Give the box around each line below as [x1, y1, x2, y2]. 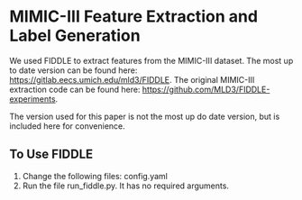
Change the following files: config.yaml [22, 170, 169, 181]
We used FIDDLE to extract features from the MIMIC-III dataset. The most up [9, 55, 294, 66]
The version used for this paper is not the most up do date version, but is [9, 111, 280, 122]
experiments [9, 93, 56, 105]
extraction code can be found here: [9, 84, 141, 95]
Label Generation [9, 25, 142, 46]
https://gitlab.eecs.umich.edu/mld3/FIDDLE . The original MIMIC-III [9, 74, 255, 85]
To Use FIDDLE [9, 147, 94, 162]
